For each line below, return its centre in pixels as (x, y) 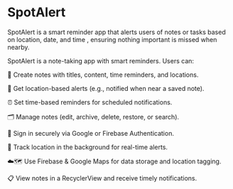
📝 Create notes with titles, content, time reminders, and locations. (103, 75)
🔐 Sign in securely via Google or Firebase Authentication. (91, 133)
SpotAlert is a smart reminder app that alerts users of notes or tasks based (116, 32)
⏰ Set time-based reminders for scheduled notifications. (90, 102)
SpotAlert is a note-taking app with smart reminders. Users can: (101, 60)
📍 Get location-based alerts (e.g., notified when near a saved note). (106, 88)
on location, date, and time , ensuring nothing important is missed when (112, 39)
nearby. (18, 47)
